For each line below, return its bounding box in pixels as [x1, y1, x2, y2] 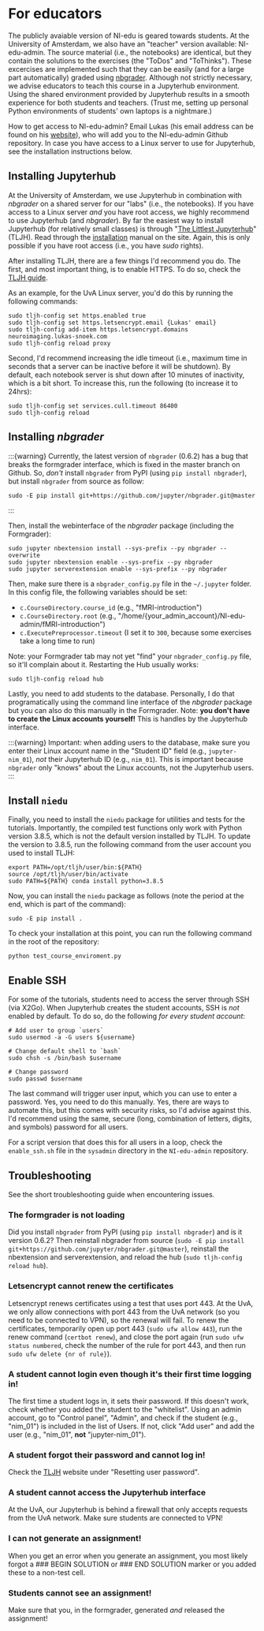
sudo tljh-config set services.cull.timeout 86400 [8, 401, 178, 410]
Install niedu [8, 793, 69, 807]
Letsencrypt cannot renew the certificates [8, 1281, 174, 1292]
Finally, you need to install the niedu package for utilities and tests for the [8, 815, 246, 824]
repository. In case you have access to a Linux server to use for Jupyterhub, [8, 138, 256, 147]
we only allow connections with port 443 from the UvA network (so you [8, 1307, 240, 1316]
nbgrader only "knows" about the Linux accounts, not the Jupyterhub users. [8, 763, 255, 772]
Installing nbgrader [8, 431, 105, 444]
